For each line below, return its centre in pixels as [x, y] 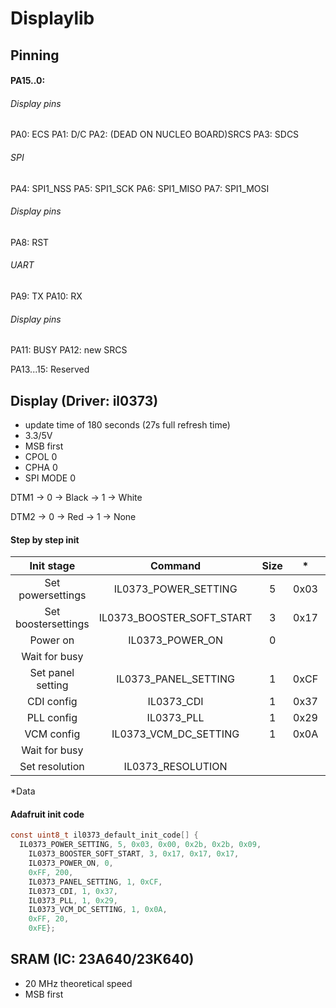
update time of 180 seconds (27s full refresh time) [127, 425]
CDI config [52, 702]
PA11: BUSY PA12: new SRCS [69, 350]
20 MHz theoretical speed [78, 983]
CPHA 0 [41, 467]
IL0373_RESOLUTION [175, 767]
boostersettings [52, 624]
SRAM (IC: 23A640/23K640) [102, 959]
